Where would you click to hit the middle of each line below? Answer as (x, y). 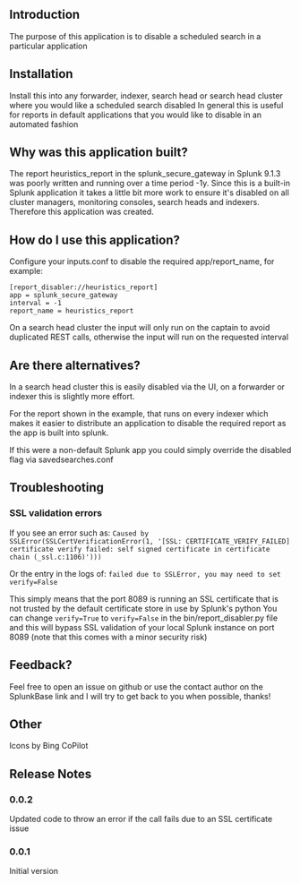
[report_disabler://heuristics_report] (84, 287)
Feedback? (41, 665)
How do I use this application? (95, 240)
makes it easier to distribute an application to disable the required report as (148, 424)
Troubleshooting (57, 488)
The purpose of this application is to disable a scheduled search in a (135, 36)
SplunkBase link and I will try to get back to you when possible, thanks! (140, 696)
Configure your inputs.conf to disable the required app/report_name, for (142, 261)
